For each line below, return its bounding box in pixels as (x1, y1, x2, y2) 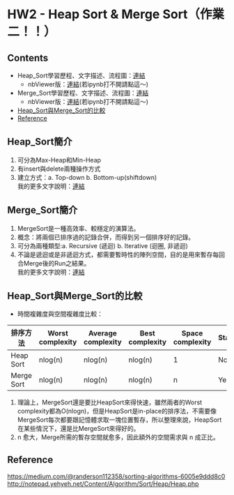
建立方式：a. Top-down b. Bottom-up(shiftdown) (17, 173, 157, 181)
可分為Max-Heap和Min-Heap (17, 155, 102, 164)
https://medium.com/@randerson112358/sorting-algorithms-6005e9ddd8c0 (7, 472, 226, 481)
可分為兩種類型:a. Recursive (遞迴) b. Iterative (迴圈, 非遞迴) (17, 241, 188, 250)
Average (88, 328, 117, 338)
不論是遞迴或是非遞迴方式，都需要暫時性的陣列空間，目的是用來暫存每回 (17, 250, 225, 259)
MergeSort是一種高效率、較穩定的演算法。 (17, 224, 140, 232)
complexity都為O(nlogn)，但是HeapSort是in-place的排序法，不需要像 (17, 407, 217, 416)
